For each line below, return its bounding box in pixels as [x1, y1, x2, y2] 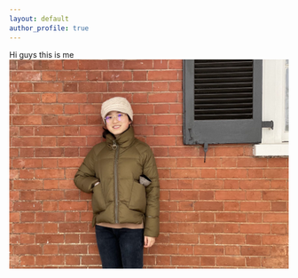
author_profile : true [9, 23, 90, 33]
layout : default [9, 14, 69, 23]
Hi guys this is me [9, 49, 74, 60]
